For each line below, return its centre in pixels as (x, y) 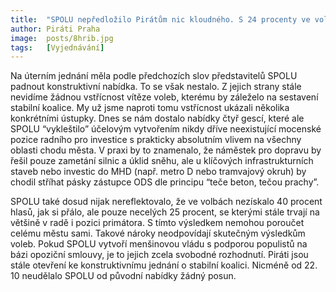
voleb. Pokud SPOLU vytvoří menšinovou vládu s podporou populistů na (159, 244)
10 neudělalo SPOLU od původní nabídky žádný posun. (123, 276)
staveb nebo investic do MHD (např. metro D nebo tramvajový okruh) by (158, 172)
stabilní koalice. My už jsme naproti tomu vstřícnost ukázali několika (150, 108)
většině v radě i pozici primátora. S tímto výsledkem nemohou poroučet (157, 223)
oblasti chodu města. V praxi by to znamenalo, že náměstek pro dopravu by (166, 150)
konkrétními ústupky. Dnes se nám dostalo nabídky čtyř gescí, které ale (157, 118)
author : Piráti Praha (55, 29)
